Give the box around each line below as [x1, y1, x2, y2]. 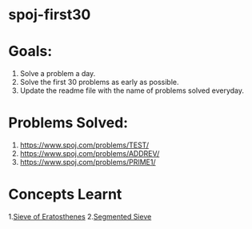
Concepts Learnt [8, 186, 122, 203]
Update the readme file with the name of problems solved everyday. [19, 86, 245, 95]
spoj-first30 [8, 6, 91, 24]
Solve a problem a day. [19, 69, 96, 78]
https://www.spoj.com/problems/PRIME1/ [19, 158, 156, 167]
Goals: [8, 42, 53, 61]
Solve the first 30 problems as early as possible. [19, 78, 179, 87]
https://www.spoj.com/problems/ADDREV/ [19, 149, 160, 159]
